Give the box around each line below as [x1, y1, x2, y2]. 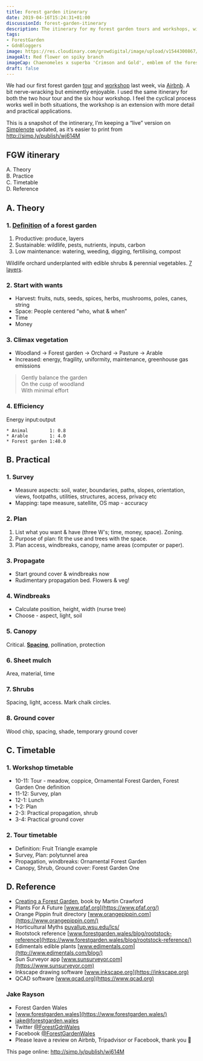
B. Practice [6, 172, 34, 179]
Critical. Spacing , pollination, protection [6, 641, 106, 648]
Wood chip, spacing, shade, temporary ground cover [6, 728, 138, 735]
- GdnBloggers [6, 43, 42, 49]
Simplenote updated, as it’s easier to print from [6, 126, 123, 133]
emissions [14, 362, 40, 370]
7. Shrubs [6, 684, 34, 693]
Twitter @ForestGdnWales [14, 1023, 80, 1031]
